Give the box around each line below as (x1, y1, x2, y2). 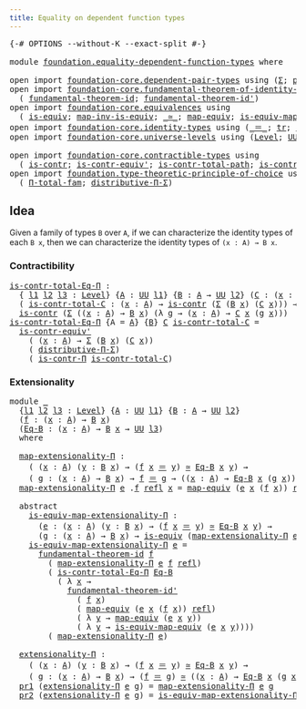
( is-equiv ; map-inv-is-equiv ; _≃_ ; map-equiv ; (18, 111, 236, 121)
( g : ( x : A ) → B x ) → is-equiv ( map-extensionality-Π (37, 530, 289, 541)
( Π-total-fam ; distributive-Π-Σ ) (18, 177, 173, 188)
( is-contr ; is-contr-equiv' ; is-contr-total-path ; (18, 159, 255, 170)
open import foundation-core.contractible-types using (9, 149, 260, 160)
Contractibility (9, 260, 76, 272)
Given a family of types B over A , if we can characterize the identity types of (9, 227, 293, 238)
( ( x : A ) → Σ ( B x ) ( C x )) (28, 334, 155, 345)
